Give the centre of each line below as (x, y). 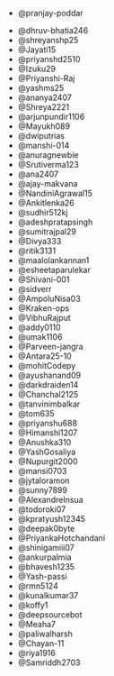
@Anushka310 (44, 442)
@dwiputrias (41, 136)
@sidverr (35, 289)
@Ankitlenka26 (46, 203)
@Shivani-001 (44, 279)
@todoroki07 (42, 509)
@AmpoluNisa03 (49, 298)
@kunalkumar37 (48, 595)
